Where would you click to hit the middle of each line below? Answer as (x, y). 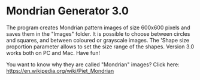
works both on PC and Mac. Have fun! (53, 53)
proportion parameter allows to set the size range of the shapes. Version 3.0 (100, 47)
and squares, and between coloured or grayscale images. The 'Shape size (98, 40)
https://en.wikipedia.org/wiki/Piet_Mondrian (60, 70)
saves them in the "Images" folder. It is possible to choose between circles (98, 33)
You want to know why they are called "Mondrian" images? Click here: (93, 64)
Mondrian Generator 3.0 (67, 11)
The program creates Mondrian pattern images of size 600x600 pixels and (98, 27)
